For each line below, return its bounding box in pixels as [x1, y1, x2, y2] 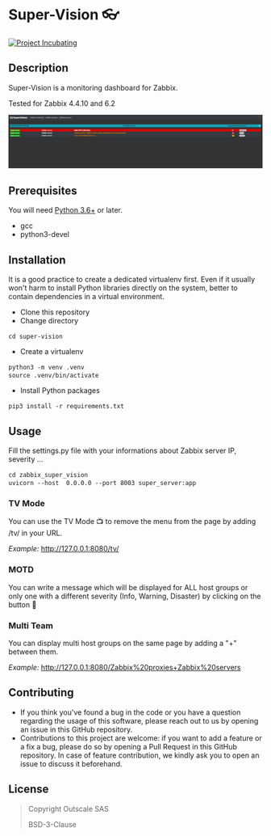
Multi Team [8, 619, 54, 631]
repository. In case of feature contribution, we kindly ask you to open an [19, 750, 260, 760]
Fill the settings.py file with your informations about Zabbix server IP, [8, 445, 236, 455]
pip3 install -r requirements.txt [8, 403, 125, 411]
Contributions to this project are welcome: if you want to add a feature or [19, 733, 262, 743]
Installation [8, 253, 66, 267]
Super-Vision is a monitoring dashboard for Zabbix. [8, 82, 179, 92]
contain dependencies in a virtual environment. [8, 292, 165, 302]
